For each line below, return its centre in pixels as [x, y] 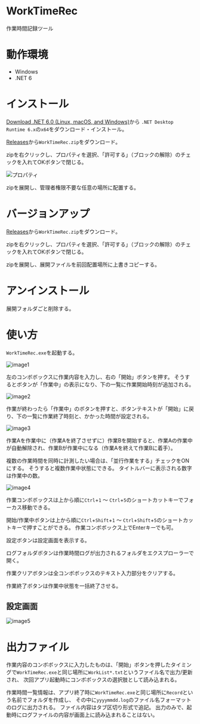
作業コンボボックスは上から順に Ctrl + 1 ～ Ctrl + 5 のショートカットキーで [95, 500]
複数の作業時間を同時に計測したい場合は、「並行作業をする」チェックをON [98, 460]
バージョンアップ [48, 214]
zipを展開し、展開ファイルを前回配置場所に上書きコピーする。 [83, 264]
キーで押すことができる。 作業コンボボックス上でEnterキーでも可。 [94, 527]
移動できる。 [38, 507]
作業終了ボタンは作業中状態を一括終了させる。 [64, 586]
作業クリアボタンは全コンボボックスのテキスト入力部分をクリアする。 [93, 573]
